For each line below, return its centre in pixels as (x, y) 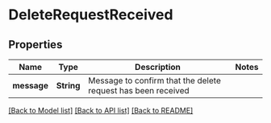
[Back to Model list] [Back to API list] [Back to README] (101, 111)
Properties (35, 45)
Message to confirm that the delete (155, 80)
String (68, 86)
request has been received (139, 90)
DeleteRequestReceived (91, 15)
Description (158, 67)
